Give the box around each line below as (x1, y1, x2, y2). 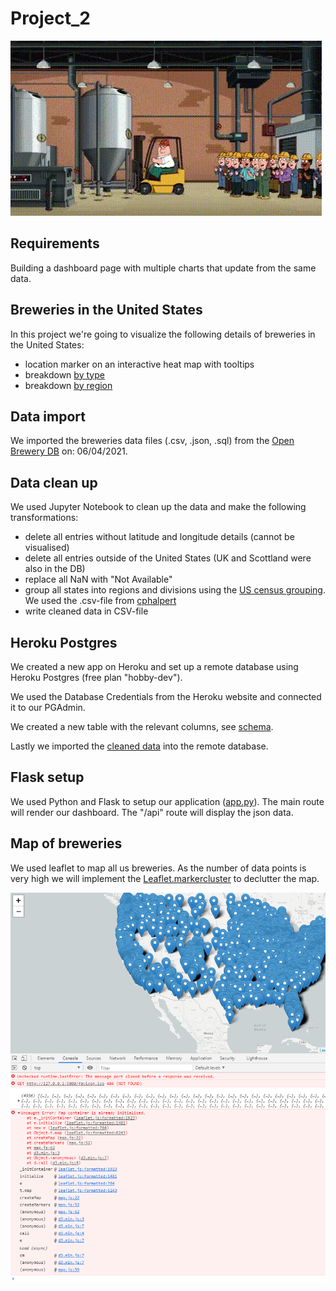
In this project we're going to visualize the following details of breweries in (10, 328, 316, 340)
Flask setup (10, 769, 85, 786)
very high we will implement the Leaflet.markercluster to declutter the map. (10, 872, 320, 884)
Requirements (10, 235, 100, 252)
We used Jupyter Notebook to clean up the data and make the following (10, 501, 307, 513)
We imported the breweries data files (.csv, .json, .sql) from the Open (10, 435, 295, 447)
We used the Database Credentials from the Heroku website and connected (10, 691, 322, 702)
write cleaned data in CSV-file (24, 605, 149, 617)
